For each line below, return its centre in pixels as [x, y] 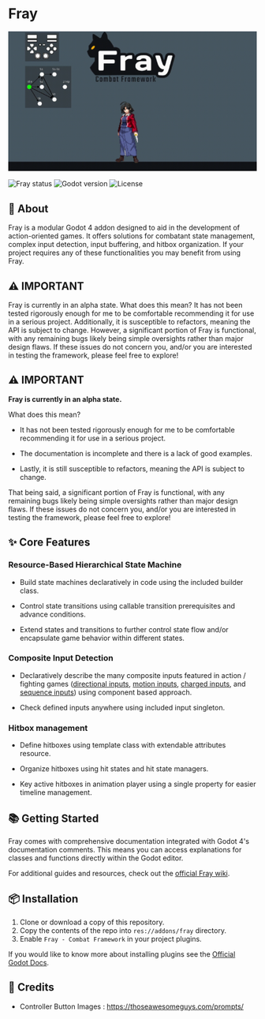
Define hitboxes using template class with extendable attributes [123, 745]
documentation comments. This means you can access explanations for [125, 849]
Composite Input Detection [61, 658]
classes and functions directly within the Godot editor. [96, 858]
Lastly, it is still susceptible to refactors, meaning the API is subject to [132, 468]
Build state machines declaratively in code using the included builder [131, 582]
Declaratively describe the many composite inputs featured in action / [132, 675]
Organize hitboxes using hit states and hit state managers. [114, 769]
